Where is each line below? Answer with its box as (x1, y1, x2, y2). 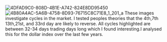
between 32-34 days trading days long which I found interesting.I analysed (5, 26, 162, 32)
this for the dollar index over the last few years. (5, 31, 104, 37)
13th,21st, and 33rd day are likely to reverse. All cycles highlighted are (5, 20, 151, 26)
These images (124, 10, 154, 16)
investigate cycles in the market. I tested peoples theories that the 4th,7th (5, 15, 158, 21)
